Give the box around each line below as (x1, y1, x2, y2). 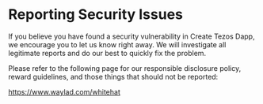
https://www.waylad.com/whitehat (8, 87, 120, 96)
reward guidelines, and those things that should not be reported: (8, 72, 219, 81)
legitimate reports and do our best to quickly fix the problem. (8, 48, 207, 58)
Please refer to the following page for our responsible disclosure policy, (8, 63, 242, 72)
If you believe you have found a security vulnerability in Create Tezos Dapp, (8, 32, 255, 41)
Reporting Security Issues (8, 6, 184, 24)
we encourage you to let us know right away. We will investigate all (8, 39, 227, 49)
